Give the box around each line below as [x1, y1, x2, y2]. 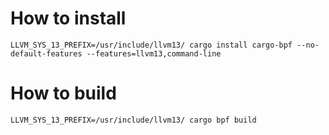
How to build [10, 82, 117, 105]
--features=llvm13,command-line [86, 48, 222, 59]
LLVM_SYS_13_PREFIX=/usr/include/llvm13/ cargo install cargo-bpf [10, 40, 293, 50]
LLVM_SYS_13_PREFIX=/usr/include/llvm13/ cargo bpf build [10, 115, 257, 125]
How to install [10, 7, 127, 30]
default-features [10, 48, 83, 59]
